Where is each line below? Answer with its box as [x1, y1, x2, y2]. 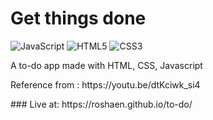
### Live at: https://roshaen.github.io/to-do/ [10, 98, 193, 110]
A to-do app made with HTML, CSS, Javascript [10, 59, 203, 71]
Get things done [10, 7, 147, 30]
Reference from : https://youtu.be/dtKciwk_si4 [10, 78, 201, 91]
